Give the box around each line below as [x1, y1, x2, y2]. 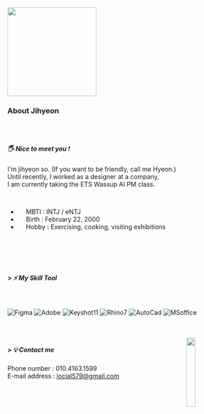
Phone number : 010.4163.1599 [7, 364, 97, 372]
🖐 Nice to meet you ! [7, 144, 70, 153]
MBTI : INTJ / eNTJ [26, 207, 81, 216]
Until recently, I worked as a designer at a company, [7, 173, 160, 181]
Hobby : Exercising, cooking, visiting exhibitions [26, 223, 166, 231]
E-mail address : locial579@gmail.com [7, 371, 119, 380]
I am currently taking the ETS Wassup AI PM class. [7, 180, 156, 189]
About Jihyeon [7, 106, 60, 116]
